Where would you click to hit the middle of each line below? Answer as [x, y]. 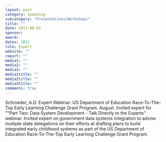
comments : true [21, 88]
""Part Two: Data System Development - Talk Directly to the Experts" [76, 113]
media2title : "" [22, 79]
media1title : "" [22, 74]
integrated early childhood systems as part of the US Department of [75, 129]
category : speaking [25, 14]
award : [12, 38]
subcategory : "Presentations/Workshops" [48, 19]
